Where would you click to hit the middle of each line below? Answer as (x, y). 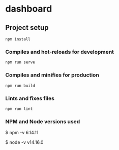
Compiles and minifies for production (52, 75)
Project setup (27, 28)
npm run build (20, 86)
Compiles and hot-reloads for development (60, 52)
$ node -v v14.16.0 (24, 142)
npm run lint (19, 109)
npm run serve (20, 62)
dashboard (29, 9)
